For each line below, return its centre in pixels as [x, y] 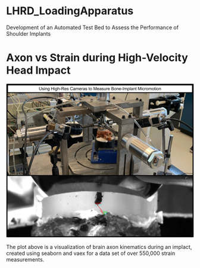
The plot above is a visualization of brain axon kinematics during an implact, [99, 247]
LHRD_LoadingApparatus [70, 11]
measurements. [25, 260]
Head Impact [38, 70]
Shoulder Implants [29, 33]
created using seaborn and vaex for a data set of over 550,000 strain [91, 253]
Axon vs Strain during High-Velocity [97, 58]
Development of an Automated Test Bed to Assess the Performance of [93, 27]
